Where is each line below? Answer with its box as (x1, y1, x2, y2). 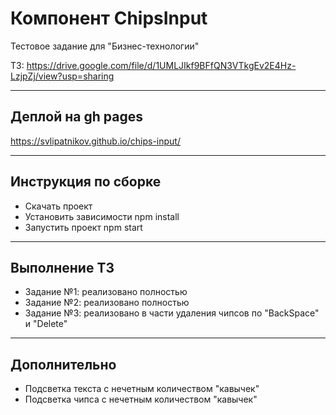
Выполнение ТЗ (10, 259, 115, 276)
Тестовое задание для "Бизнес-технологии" (10, 40, 200, 52)
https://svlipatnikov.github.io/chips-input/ (10, 135, 181, 147)
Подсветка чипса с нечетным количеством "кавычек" (24, 393, 258, 406)
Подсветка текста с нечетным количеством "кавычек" (24, 383, 260, 395)
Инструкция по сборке (10, 173, 162, 191)
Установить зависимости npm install (24, 210, 180, 222)
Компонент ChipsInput (10, 7, 208, 30)
